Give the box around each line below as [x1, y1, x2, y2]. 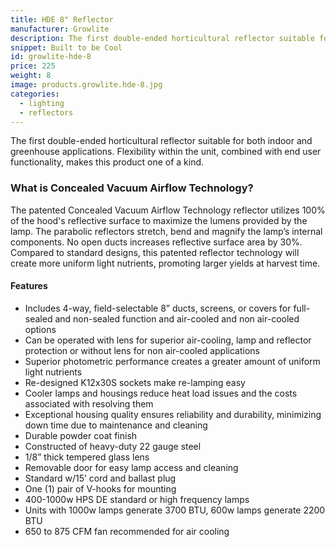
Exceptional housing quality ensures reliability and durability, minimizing [24, 408, 322, 420]
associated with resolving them [24, 397, 154, 410]
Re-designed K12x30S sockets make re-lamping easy [24, 376, 246, 388]
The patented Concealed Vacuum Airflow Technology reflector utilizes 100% [10, 204, 326, 216]
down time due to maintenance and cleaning [24, 419, 208, 431]
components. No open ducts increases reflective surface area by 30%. [10, 236, 303, 248]
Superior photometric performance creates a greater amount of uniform [24, 355, 321, 367]
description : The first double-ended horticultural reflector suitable [10, 33, 315, 43]
